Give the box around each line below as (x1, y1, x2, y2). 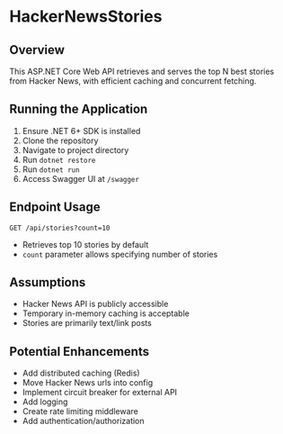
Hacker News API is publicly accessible (22, 299, 169, 310)
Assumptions (9, 275, 86, 290)
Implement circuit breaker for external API (22, 387, 178, 398)
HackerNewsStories (9, 6, 163, 27)
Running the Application (9, 102, 148, 117)
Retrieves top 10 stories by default (22, 239, 149, 249)
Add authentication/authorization (22, 416, 146, 427)
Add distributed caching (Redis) (22, 367, 141, 379)
